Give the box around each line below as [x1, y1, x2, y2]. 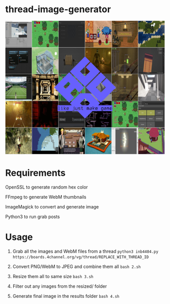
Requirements [5, 167, 66, 178]
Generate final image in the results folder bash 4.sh [12, 293, 120, 299]
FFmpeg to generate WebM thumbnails [5, 194, 87, 200]
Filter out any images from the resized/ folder [12, 283, 107, 289]
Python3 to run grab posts [5, 214, 60, 220]
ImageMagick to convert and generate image [5, 203, 99, 209]
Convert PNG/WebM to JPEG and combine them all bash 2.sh [12, 263, 141, 269]
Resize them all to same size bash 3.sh [12, 273, 94, 279]
